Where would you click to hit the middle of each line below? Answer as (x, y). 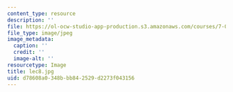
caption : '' (31, 46)
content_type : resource (42, 13)
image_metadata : (31, 39)
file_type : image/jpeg (40, 33)
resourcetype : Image (37, 65)
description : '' (31, 20)
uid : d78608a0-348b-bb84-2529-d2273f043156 (71, 78)
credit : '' (29, 53)
